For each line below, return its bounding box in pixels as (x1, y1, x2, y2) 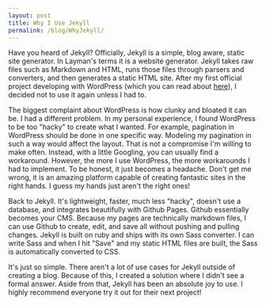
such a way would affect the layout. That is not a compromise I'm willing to (8, 139, 252, 149)
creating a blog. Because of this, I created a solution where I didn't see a (8, 271, 245, 280)
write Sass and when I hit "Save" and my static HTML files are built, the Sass (8, 238, 258, 248)
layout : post (8, 11, 51, 20)
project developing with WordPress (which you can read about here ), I (8, 82, 237, 91)
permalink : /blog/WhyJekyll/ (8, 26, 104, 34)
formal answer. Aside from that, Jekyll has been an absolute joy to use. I (8, 279, 243, 289)
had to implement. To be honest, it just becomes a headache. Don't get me (8, 164, 252, 174)
